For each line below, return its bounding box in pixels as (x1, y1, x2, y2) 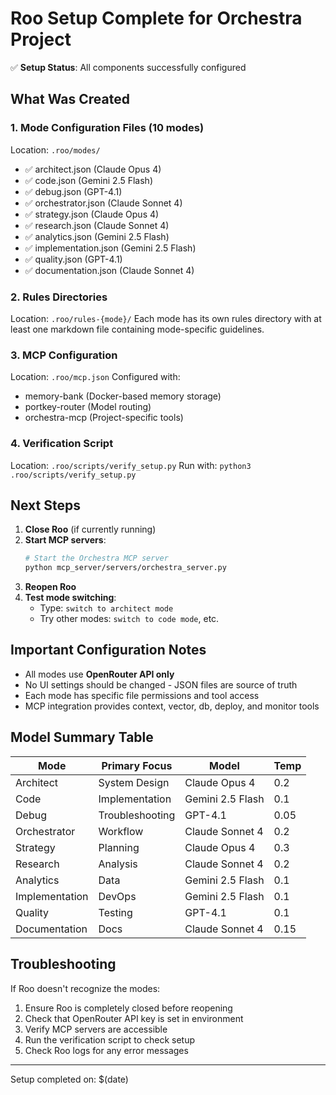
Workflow (98, 824, 144, 838)
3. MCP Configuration (10, 348, 118, 362)
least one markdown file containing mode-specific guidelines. (10, 323, 265, 335)
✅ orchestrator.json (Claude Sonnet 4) (24, 197, 183, 209)
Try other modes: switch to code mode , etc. (39, 613, 220, 625)
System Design (98, 775, 170, 789)
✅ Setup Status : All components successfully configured (10, 61, 247, 73)
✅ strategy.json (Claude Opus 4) (24, 208, 160, 220)
